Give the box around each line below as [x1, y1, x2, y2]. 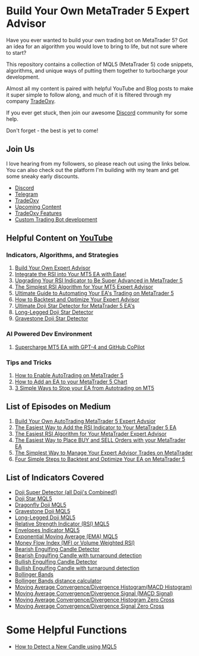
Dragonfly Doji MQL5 [14, 501, 67, 508]
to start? [6, 49, 27, 56]
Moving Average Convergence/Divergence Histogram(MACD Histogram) [14, 583, 192, 591]
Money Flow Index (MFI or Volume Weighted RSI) [14, 539, 135, 546]
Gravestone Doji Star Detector [14, 315, 89, 322]
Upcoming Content [14, 203, 61, 210]
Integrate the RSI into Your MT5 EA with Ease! [14, 271, 127, 278]
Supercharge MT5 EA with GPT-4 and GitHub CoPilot [14, 343, 145, 351]
